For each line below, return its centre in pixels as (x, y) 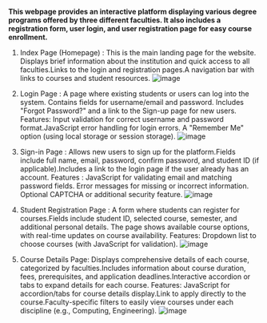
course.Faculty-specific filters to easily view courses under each (127, 302)
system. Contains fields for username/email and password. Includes (132, 102)
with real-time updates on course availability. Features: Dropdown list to (138, 235)
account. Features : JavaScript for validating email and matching (126, 177)
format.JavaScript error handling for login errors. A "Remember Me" (132, 128)
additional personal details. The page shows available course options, (135, 227)
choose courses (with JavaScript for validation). (99, 244)
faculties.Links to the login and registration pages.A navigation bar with (137, 70)
